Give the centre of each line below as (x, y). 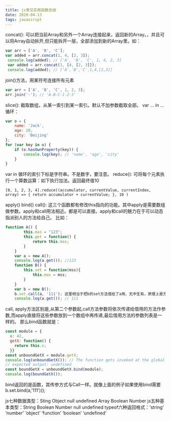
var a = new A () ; (33, 256)
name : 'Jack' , (29, 126)
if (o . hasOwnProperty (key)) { (47, 149)
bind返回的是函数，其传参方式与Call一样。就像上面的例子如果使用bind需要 (83, 384)
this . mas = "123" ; (43, 232)
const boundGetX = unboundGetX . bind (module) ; (54, 369)
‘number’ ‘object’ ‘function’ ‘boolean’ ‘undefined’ (56, 413)
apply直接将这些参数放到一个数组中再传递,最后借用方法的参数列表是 (87, 315)
